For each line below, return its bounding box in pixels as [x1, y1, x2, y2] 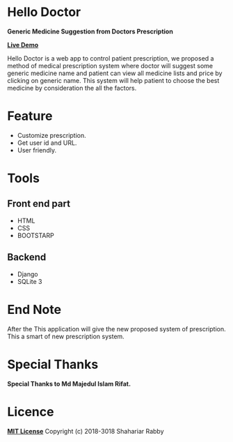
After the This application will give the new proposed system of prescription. [7, 324, 226, 333]
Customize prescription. [17, 131, 87, 139]
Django [17, 269, 38, 278]
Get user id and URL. [17, 139, 77, 147]
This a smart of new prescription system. [7, 332, 125, 340]
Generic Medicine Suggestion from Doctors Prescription [7, 27, 174, 35]
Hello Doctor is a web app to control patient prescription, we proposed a [7, 54, 214, 63]
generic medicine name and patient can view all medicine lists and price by [7, 69, 223, 77]
